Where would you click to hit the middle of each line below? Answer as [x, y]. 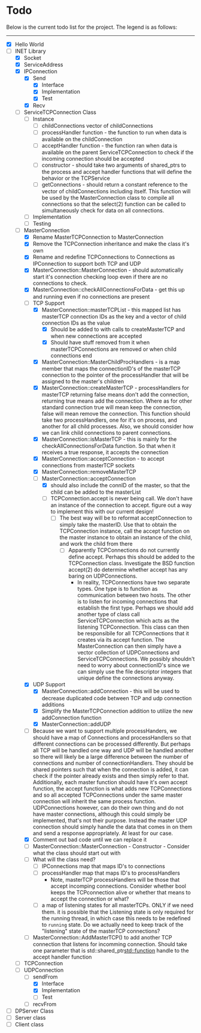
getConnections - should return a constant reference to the [115, 184]
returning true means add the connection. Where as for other [117, 401]
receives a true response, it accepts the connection [105, 452]
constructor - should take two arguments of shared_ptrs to [114, 165]
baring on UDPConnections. [103, 576]
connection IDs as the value [76, 323]
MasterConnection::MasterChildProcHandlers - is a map [111, 362]
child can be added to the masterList [96, 492]
